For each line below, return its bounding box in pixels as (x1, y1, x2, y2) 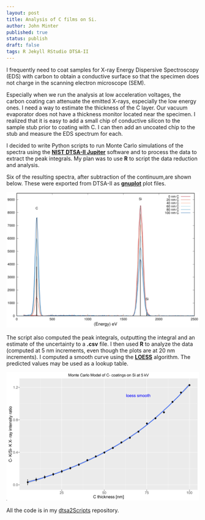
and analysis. (6, 161, 40, 168)
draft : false (6, 42, 40, 48)
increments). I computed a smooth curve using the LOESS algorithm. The (6, 354, 191, 361)
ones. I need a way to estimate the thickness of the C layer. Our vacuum (6, 104, 188, 111)
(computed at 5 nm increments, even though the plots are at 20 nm (6, 347, 176, 354)
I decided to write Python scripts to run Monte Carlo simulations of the (6, 141, 184, 149)
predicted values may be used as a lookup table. (6, 360, 129, 367)
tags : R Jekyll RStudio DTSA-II (6, 49, 89, 55)
